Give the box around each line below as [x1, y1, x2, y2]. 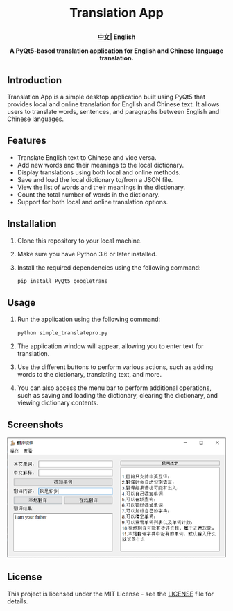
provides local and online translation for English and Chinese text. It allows [7, 100, 220, 108]
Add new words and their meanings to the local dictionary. [17, 161, 184, 169]
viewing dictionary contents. [17, 398, 98, 407]
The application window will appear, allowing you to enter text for [17, 342, 204, 350]
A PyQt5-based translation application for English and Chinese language [9, 47, 224, 55]
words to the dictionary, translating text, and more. [17, 370, 162, 379]
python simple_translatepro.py [17, 329, 108, 336]
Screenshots [7, 418, 64, 430]
